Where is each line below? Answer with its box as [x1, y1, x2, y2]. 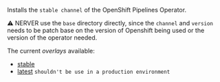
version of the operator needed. [7, 33, 98, 42]
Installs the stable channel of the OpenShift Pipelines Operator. [7, 6, 187, 14]
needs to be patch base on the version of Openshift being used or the [7, 27, 205, 34]
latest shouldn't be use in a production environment [16, 68, 170, 75]
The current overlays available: [7, 47, 95, 55]
